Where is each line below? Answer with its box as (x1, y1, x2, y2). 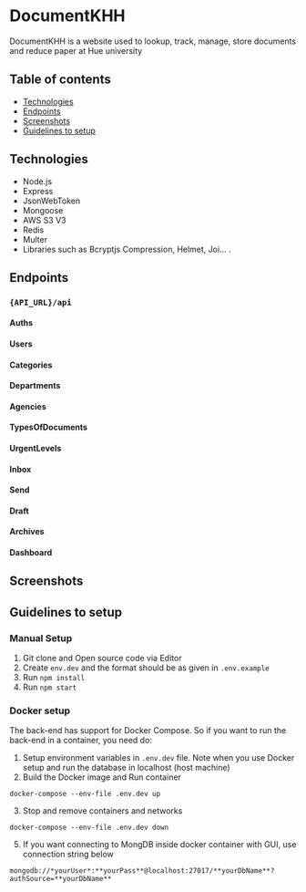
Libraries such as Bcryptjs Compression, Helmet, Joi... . (22, 244, 231, 254)
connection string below (22, 849, 114, 860)
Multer (22, 233, 48, 244)
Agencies (9, 400, 47, 411)
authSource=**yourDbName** (9, 875, 112, 884)
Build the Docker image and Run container (22, 772, 182, 783)
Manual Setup (9, 631, 73, 644)
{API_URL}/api (9, 297, 72, 307)
